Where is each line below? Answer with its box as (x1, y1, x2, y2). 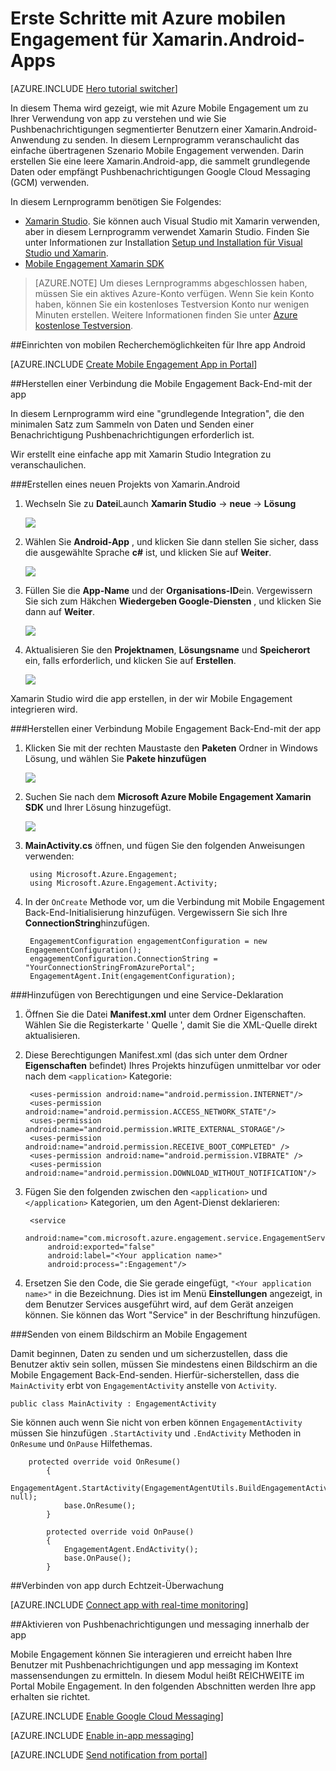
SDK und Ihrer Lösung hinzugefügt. (24, 801, 172, 813)
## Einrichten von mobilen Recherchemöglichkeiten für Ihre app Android (10, 338, 306, 351)
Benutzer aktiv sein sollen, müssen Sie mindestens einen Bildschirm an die (10, 1358, 318, 1370)
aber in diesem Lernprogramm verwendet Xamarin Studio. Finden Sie (24, 225, 310, 237)
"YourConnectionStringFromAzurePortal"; (24, 962, 196, 972)
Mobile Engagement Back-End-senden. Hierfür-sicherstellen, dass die (10, 1368, 300, 1381)
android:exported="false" (47, 1242, 156, 1252)
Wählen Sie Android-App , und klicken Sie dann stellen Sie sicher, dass (24, 535, 319, 547)
